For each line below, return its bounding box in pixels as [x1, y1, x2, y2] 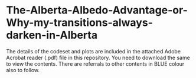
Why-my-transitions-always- [6, 16, 153, 29]
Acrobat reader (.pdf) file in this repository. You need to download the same [6, 54, 190, 61]
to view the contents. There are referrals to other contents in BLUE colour [6, 60, 185, 67]
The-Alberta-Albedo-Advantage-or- [6, 4, 188, 17]
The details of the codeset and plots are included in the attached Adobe [6, 48, 181, 55]
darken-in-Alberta [6, 29, 98, 42]
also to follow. [6, 66, 40, 73]
